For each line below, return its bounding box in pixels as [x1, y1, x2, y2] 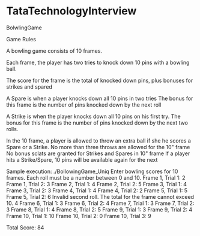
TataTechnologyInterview [6, 4, 137, 18]
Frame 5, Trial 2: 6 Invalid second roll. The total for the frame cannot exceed [6, 193, 194, 200]
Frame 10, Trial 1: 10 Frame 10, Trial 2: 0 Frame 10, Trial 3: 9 [6, 212, 151, 219]
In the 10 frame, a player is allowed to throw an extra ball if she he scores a [6, 137, 191, 144]
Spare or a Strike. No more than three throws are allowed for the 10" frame [6, 143, 190, 150]
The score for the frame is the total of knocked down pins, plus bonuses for [6, 77, 193, 84]
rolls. [6, 125, 19, 132]
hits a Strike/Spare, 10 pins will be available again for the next [6, 156, 158, 163]
